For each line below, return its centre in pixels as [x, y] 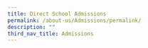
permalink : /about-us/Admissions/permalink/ [74, 20]
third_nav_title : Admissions [51, 34]
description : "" [31, 27]
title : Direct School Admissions [57, 14]
